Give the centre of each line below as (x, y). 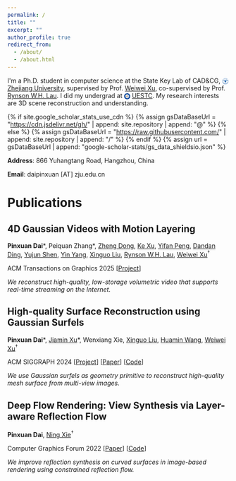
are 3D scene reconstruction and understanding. (78, 103)
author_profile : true (39, 37)
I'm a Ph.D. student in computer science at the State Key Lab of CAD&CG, (114, 81)
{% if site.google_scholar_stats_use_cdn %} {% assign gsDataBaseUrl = (112, 117)
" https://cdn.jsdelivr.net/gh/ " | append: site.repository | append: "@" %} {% (117, 124)
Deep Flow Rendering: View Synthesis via (101, 405)
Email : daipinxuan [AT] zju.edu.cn (56, 174)
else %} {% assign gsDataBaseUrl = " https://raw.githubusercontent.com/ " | (117, 132)
